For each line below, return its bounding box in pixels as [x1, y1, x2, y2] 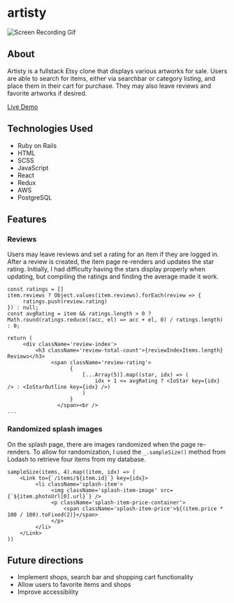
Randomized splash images [7, 424, 103, 434]
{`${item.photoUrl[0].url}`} [7, 493, 92, 500]
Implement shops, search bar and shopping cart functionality [17, 573, 193, 581]
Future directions [7, 554, 84, 566]
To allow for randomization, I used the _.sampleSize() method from [32, 447, 226, 456]
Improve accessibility [17, 588, 79, 596]
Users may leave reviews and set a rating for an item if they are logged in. [7, 250, 219, 259]
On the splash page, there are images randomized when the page [7, 440, 196, 448]
